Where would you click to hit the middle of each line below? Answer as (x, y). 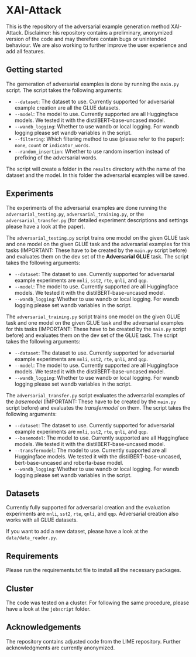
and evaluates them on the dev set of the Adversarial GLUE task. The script (97, 256)
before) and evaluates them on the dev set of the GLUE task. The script (92, 335)
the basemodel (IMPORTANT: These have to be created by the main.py (91, 401)
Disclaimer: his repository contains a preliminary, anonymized (98, 32)
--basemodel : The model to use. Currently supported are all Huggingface (102, 438)
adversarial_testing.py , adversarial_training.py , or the (75, 214)
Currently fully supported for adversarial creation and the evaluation (88, 508)
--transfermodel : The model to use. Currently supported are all (90, 450)
